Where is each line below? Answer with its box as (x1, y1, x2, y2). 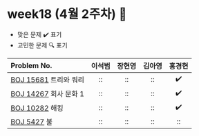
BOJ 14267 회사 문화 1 (10, 89, 85, 99)
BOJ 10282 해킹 (10, 104, 64, 113)
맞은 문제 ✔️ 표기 (17, 30, 62, 38)
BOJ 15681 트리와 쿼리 (10, 75, 85, 84)
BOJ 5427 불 (10, 117, 53, 126)
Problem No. (10, 60, 53, 70)
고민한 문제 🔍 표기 (17, 41, 68, 49)
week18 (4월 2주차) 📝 (7, 6, 127, 22)
